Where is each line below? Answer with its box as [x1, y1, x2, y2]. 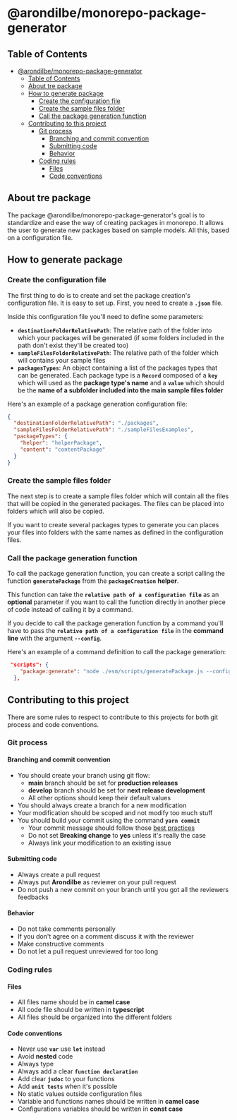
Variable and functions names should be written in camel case [17, 1097, 200, 1106]
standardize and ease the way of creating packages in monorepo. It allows [7, 218, 224, 227]
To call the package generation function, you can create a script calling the [7, 570, 226, 578]
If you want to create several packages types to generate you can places [7, 520, 219, 529]
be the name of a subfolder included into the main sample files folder [17, 386, 224, 395]
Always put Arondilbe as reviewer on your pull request [17, 877, 176, 886]
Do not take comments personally [17, 925, 116, 933]
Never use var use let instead [17, 1044, 106, 1053]
